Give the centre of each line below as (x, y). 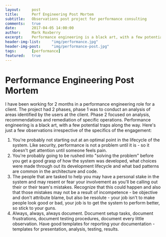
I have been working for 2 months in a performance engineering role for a (80, 104)
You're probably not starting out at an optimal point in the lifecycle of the (86, 140)
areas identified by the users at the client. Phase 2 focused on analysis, (78, 115)
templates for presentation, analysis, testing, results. (66, 229)
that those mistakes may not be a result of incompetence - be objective (85, 193)
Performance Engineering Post (70, 80)
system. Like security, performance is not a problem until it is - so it (81, 145)
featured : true (23, 56)
